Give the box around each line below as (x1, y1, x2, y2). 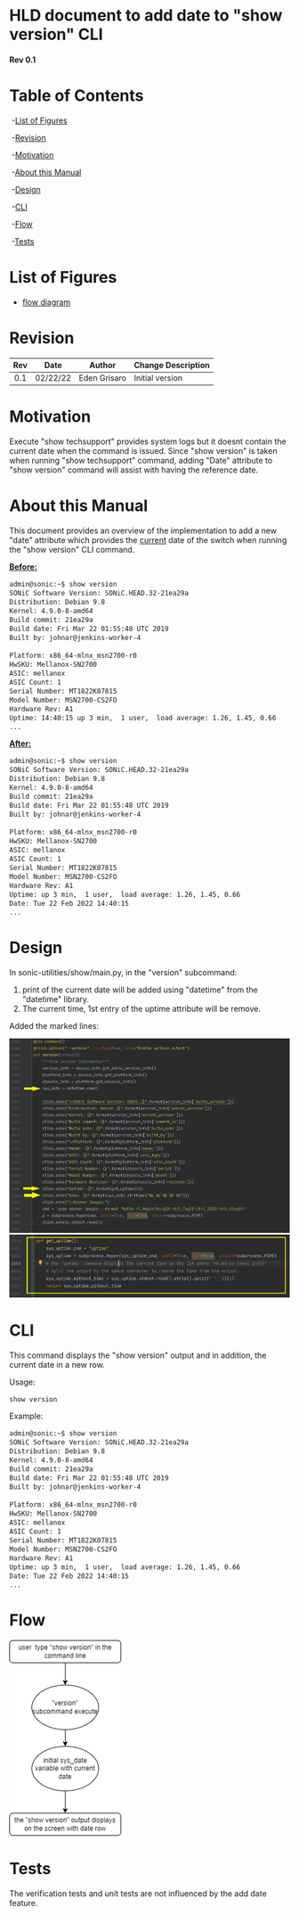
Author (88, 360, 117, 371)
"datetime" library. (21, 993, 90, 1004)
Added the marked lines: (9, 1020, 100, 1031)
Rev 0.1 (9, 54, 36, 65)
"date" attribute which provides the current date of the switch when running (9, 534, 287, 545)
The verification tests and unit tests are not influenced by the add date (9, 1887, 267, 1899)
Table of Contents (9, 86, 144, 105)
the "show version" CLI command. (9, 544, 135, 555)
